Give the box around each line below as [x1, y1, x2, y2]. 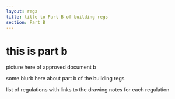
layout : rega [6, 8, 38, 15]
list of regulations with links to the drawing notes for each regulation [6, 86, 170, 93]
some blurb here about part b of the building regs [6, 75, 125, 82]
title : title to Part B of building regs [6, 14, 108, 20]
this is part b [6, 44, 68, 58]
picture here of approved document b [6, 63, 96, 70]
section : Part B [6, 19, 45, 25]
